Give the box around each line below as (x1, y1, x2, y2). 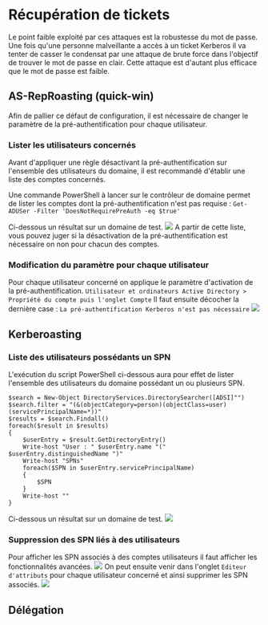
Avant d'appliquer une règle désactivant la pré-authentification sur (8, 158, 228, 168)
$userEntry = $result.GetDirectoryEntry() (22, 436, 166, 444)
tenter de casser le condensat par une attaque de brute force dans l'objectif (8, 49, 258, 59)
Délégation (8, 603, 64, 617)
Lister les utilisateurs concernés (8, 139, 136, 150)
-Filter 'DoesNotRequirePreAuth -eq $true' (33, 207, 181, 216)
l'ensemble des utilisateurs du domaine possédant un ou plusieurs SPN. (8, 379, 245, 388)
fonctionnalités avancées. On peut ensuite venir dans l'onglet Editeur (8, 562, 247, 571)
